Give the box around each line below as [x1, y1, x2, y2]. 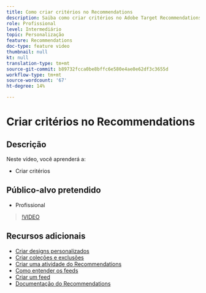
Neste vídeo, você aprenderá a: [6, 156, 86, 162]
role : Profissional [6, 20, 56, 26]
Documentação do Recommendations [15, 280, 111, 287]
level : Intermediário [6, 26, 62, 32]
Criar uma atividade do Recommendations [15, 260, 122, 267]
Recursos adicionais [6, 231, 86, 242]
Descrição [6, 139, 47, 150]
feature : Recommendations [6, 37, 72, 44]
